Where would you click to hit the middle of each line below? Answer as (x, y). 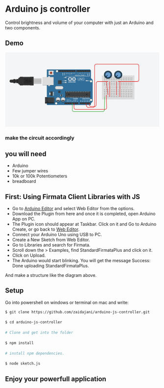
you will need (26, 154)
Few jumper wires (30, 171)
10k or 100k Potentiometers (40, 176)
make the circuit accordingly (40, 138)
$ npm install (20, 343)
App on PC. (24, 218)
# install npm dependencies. (35, 353)
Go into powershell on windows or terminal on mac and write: (67, 302)
